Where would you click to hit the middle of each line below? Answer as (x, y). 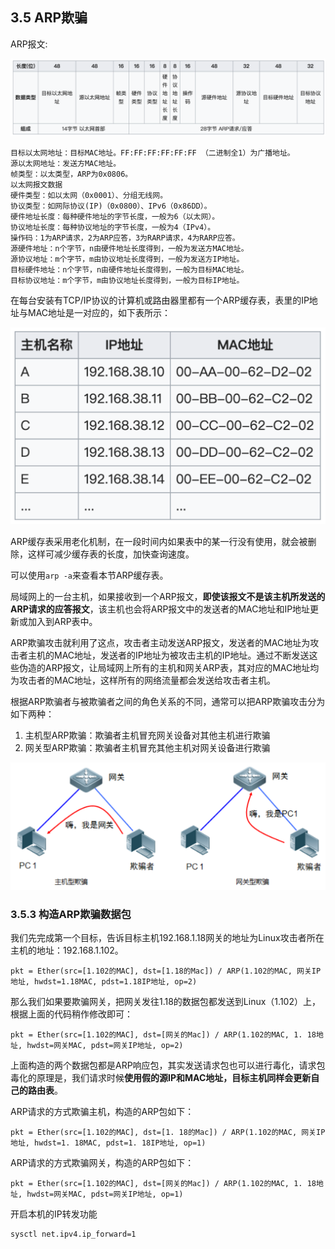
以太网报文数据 (36, 184)
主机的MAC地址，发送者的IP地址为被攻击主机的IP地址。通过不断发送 (168, 655)
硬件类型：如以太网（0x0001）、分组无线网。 (89, 195)
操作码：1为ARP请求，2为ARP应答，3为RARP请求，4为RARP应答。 (125, 238)
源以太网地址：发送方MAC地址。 (66, 163)
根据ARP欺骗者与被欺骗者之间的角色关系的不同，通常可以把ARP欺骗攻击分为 (168, 702)
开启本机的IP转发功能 (54, 1214)
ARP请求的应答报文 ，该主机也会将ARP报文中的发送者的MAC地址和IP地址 (160, 609)
